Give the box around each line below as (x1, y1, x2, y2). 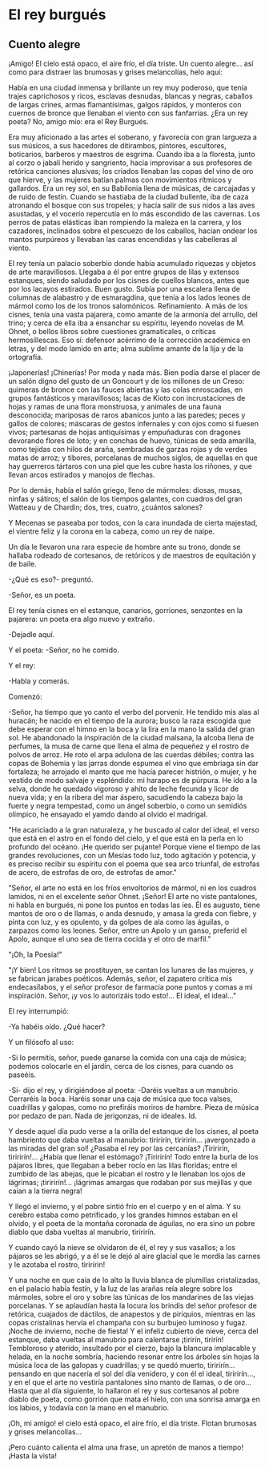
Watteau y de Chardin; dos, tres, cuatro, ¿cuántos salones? (8, 502, 203, 512)
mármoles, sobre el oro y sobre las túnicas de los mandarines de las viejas (8, 1293, 255, 1301)
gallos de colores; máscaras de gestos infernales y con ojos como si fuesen (8, 419, 259, 428)
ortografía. (8, 353, 43, 361)
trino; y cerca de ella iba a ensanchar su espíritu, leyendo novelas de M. (8, 318, 246, 328)
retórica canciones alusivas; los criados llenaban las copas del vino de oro (8, 167, 254, 175)
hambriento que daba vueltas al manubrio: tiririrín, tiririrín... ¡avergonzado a (8, 1135, 256, 1144)
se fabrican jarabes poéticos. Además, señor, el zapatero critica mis (8, 974, 233, 983)
